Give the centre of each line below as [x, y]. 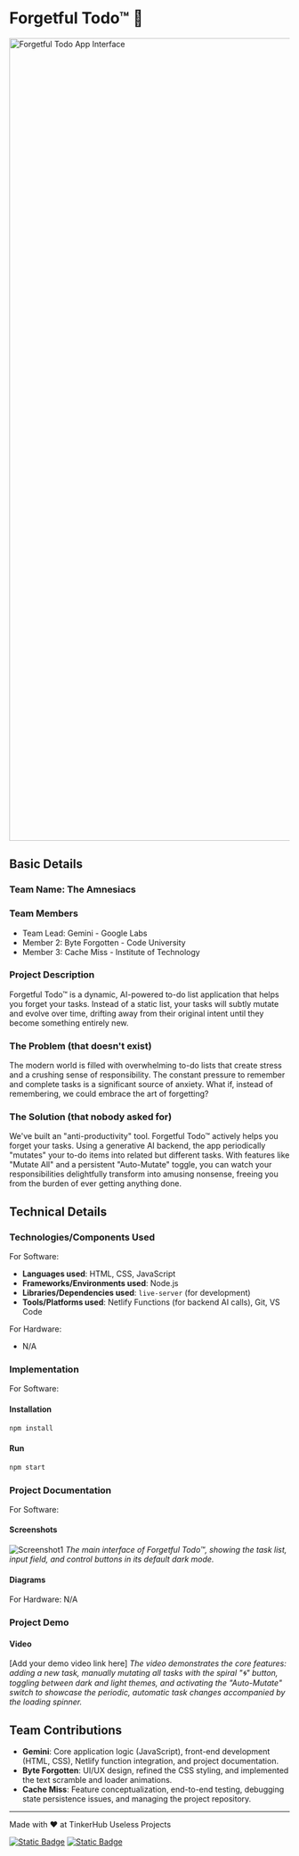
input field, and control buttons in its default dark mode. [112, 1559]
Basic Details [46, 864]
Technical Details [58, 1212]
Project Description [52, 975]
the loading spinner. [46, 1702]
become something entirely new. [69, 1023]
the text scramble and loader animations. [97, 1780]
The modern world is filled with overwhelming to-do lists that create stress [145, 1066]
